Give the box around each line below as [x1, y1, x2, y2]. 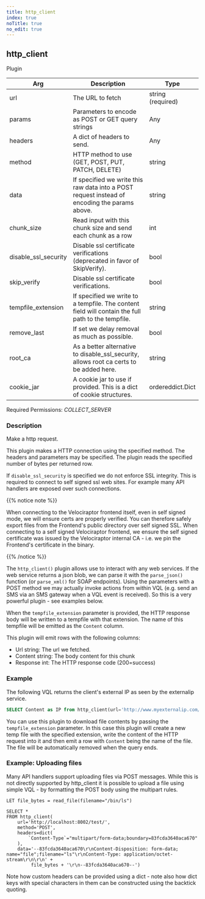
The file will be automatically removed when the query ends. [6, 744, 159, 751]
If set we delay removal [73, 325, 139, 334]
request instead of [73, 191, 126, 200]
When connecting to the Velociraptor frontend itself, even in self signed [6, 509, 186, 516]
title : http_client [6, 9, 56, 15]
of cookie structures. [73, 390, 132, 399]
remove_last [9, 329, 45, 337]
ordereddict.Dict [149, 383, 196, 392]
